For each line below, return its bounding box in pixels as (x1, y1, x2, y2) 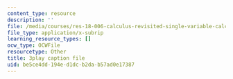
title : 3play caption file (7, 55, 85, 62)
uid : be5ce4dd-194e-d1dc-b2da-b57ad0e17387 (7, 61, 135, 68)
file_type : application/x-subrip (7, 29, 104, 36)
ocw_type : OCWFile (7, 42, 60, 49)
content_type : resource (7, 10, 76, 17)
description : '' (7, 16, 54, 23)
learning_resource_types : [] (7, 36, 92, 43)
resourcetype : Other (7, 49, 67, 56)
